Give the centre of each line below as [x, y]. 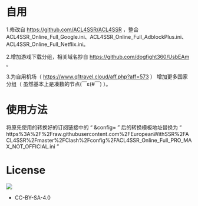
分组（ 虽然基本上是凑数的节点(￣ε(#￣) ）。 [59, 84]
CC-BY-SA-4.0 [33, 197]
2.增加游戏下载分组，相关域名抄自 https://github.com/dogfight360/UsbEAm [98, 57]
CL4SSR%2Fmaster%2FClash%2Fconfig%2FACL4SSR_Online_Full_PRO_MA [99, 140]
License [26, 170]
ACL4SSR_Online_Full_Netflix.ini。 [47, 44]
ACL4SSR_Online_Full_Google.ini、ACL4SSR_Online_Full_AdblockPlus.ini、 [97, 36]
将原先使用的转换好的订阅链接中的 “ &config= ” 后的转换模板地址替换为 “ [94, 127]
